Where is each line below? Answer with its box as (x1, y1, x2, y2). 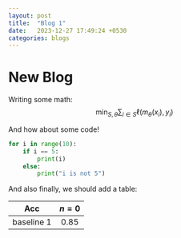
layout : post (8, 11, 52, 20)
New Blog (8, 69, 74, 86)
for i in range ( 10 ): (8, 140, 78, 148)
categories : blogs (8, 34, 70, 42)
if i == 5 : (22, 147, 59, 156)
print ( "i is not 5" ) (37, 169, 106, 178)
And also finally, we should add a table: (8, 184, 138, 194)
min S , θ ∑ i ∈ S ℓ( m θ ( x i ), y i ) (95, 107, 174, 118)
